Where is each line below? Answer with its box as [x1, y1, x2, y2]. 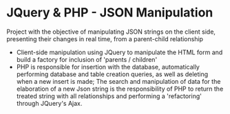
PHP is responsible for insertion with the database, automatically [16, 62, 200, 71]
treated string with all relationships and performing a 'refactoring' [16, 91, 202, 100]
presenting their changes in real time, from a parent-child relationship [6, 34, 204, 43]
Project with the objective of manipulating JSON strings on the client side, [6, 27, 216, 36]
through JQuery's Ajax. [16, 99, 83, 107]
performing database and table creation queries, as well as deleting [16, 70, 209, 78]
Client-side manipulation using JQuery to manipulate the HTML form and [16, 48, 223, 56]
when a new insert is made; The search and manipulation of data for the [16, 77, 221, 85]
